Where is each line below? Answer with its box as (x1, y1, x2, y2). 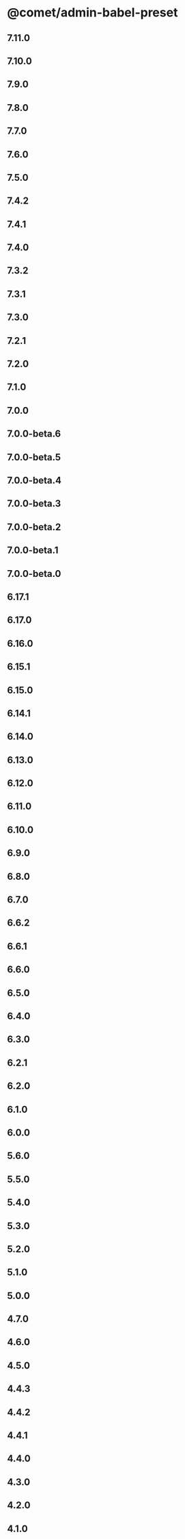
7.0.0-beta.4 (7, 475, 61, 486)
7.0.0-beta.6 (7, 428, 61, 440)
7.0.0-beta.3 (7, 498, 61, 510)
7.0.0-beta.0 (7, 567, 61, 580)
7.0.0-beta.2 (7, 521, 61, 532)
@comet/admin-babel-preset (7, 5, 178, 21)
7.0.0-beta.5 (7, 451, 61, 463)
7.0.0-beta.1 (7, 545, 59, 556)
